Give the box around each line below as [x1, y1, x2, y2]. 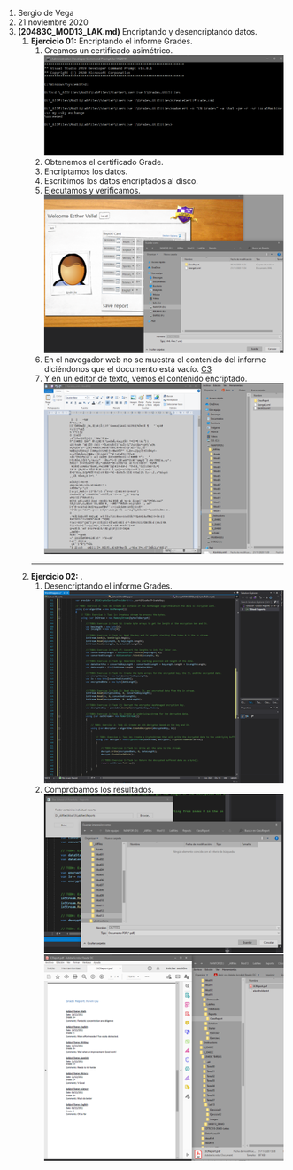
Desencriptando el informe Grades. [43, 581, 173, 591]
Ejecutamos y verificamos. [43, 185, 142, 195]
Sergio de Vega [17, 8, 74, 18]
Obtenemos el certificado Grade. [43, 156, 164, 167]
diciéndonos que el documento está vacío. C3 [43, 364, 212, 375]
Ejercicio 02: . [30, 571, 83, 581]
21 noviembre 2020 [17, 17, 89, 28]
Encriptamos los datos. [43, 166, 128, 177]
